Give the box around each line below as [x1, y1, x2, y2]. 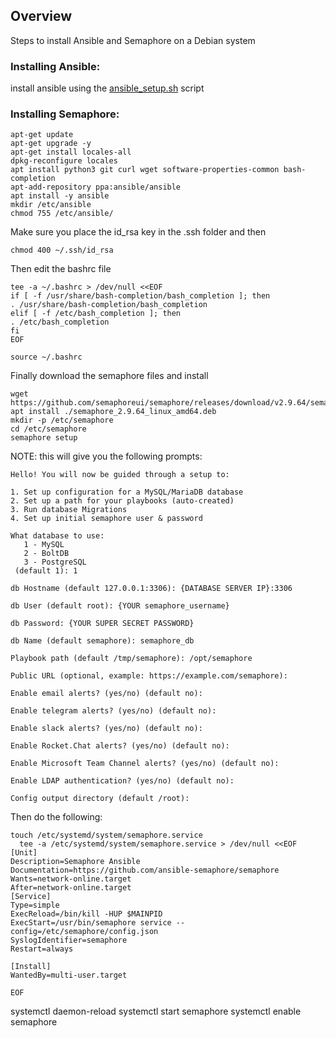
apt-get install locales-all [10, 147, 132, 158]
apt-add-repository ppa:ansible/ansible [10, 182, 182, 193]
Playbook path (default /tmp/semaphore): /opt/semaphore [10, 654, 253, 664]
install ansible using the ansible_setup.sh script [10, 82, 205, 94]
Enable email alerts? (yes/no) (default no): [10, 689, 203, 699]
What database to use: [10, 531, 105, 541]
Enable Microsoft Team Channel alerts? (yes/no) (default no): [10, 759, 280, 769]
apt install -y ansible [10, 191, 110, 201]
